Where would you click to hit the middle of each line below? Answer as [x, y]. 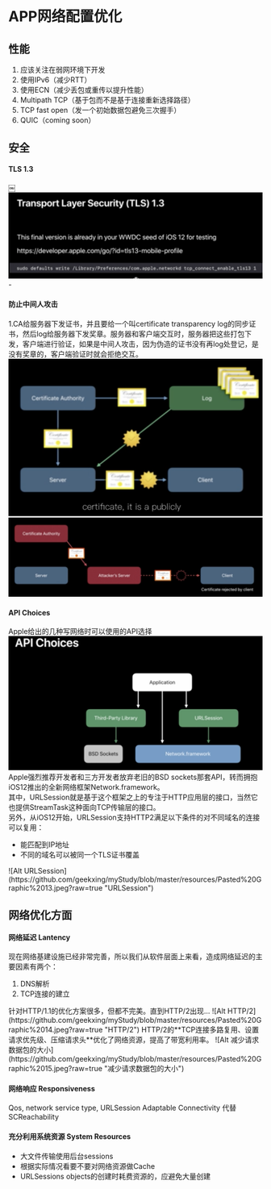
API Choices [29, 612]
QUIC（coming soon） [58, 120]
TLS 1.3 [21, 169]
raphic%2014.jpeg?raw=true [56, 1030]
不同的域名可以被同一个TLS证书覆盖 [79, 854]
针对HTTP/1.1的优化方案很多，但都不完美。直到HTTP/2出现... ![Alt [117, 1011]
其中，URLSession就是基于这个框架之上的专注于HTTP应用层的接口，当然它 [133, 797]
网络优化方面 [40, 915]
